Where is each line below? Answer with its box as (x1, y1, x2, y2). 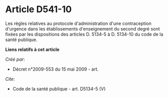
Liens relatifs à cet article (5, 46, 60, 52)
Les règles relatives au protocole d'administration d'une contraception (5, 20, 152, 26)
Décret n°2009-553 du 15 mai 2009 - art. (12, 66, 99, 72)
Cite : (5, 76, 15, 82)
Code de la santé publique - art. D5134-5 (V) (12, 85, 106, 92)
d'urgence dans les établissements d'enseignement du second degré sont (5, 25, 160, 31)
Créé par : (5, 56, 25, 62)
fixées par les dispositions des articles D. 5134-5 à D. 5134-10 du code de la (5, 31, 163, 37)
